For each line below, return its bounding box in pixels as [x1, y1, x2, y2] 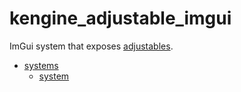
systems [23, 59, 59, 71]
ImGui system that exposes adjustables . [9, 40, 174, 52]
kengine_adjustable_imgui [9, 7, 232, 30]
